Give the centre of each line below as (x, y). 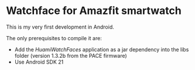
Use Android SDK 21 (39, 62)
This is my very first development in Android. (60, 27)
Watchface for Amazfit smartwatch (94, 11)
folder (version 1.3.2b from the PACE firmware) (71, 55)
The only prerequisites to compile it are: (54, 38)
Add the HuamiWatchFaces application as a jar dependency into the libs (102, 49)
